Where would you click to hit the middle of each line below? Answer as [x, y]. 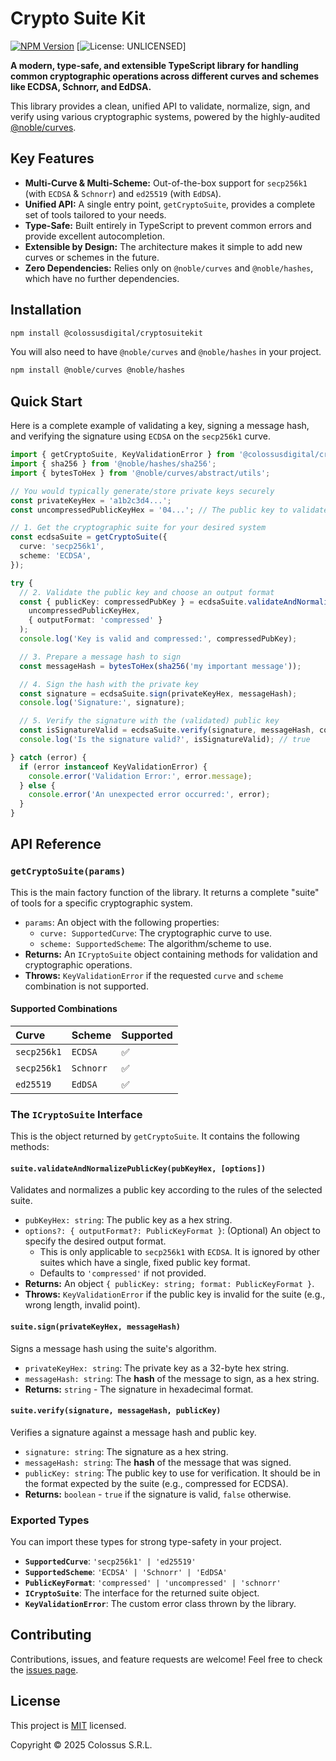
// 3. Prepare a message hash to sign [100, 657]
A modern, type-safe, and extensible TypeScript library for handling [154, 65]
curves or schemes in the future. [92, 257]
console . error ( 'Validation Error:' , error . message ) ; [140, 776]
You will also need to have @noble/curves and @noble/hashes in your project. [166, 352]
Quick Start [46, 401]
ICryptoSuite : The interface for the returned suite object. [142, 1593]
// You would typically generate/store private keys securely [142, 491]
